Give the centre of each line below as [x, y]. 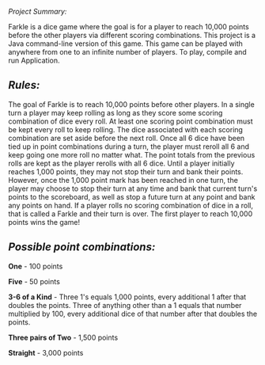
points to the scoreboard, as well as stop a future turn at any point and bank [132, 196]
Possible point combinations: [82, 247]
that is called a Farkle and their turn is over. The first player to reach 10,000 [131, 214]
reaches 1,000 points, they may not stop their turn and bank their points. [126, 171]
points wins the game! [44, 222]
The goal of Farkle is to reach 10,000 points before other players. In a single [131, 104]
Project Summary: [38, 11]
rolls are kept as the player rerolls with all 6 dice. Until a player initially [121, 163]
